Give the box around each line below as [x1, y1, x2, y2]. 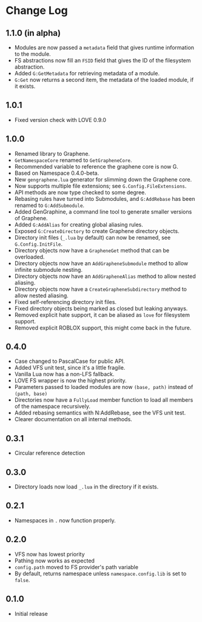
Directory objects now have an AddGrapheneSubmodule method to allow [14, 259, 189, 267]
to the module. [14, 50, 51, 58]
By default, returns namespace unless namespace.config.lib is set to [14, 570, 187, 577]
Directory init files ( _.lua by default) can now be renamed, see [14, 234, 171, 241]
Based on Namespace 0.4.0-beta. [14, 169, 99, 177]
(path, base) [14, 391, 48, 397]
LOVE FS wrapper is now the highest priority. [14, 377, 127, 384]
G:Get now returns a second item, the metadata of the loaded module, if [14, 76, 194, 83]
